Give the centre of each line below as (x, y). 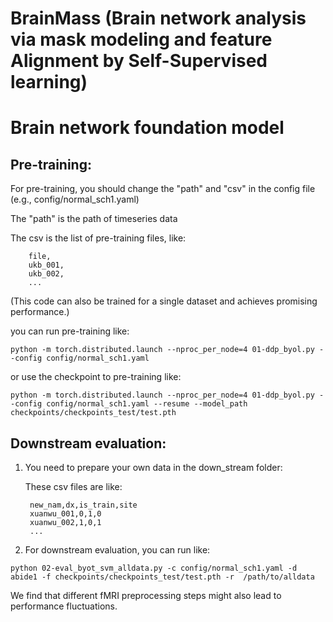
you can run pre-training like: (70, 331)
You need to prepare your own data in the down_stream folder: (153, 467)
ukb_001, (46, 265)
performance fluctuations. (64, 606)
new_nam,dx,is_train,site (83, 505)
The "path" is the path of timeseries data (94, 219)
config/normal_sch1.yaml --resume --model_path (147, 404)
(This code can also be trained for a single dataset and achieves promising (164, 301)
